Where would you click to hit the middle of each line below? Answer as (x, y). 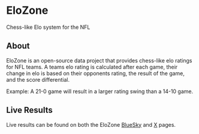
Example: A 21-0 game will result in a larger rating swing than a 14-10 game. (100, 91)
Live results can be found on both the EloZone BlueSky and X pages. (91, 124)
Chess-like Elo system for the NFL (48, 27)
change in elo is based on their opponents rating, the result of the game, (95, 73)
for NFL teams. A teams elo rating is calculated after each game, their (92, 67)
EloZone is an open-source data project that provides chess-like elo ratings (99, 60)
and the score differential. (38, 79)
